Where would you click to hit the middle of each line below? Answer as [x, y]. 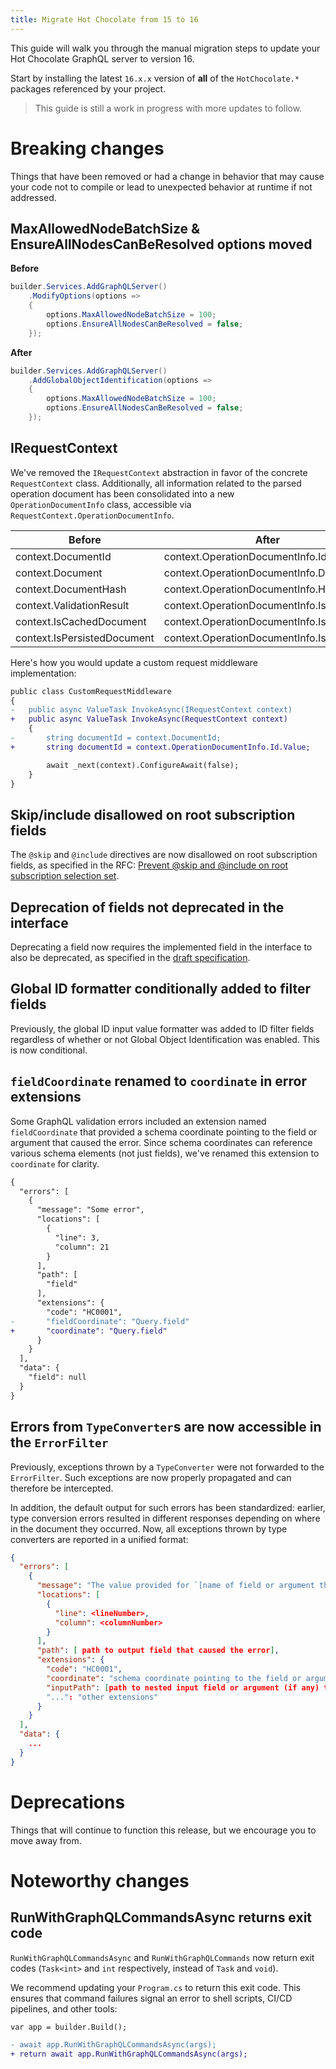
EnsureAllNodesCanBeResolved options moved [161, 244]
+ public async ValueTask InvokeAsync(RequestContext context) [149, 719]
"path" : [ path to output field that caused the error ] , [158, 1651]
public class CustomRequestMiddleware [91, 691]
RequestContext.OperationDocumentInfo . [92, 515]
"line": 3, [77, 1237]
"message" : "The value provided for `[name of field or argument [175, 1586]
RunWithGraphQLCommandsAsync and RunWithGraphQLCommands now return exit [162, 1957]
